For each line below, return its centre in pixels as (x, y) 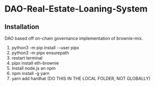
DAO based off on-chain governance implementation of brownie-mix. (74, 38)
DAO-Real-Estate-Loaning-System (76, 9)
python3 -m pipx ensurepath (40, 53)
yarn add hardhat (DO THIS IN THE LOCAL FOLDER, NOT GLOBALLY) (81, 79)
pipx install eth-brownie (35, 63)
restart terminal (27, 58)
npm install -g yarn (30, 73)
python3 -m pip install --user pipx (45, 48)
